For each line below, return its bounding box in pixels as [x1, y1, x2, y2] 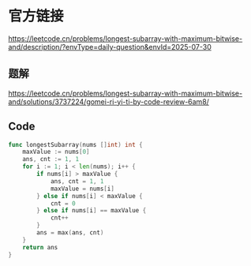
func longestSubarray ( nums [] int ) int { [8, 140, 144, 148]
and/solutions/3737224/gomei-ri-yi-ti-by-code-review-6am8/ [8, 96, 209, 107]
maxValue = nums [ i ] [50, 185, 114, 193]
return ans [22, 243, 58, 251]
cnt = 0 [50, 199, 77, 208]
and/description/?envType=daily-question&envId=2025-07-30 [8, 42, 212, 51]
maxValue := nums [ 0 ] [22, 148, 90, 156]
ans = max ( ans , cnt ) [36, 229, 104, 237]
